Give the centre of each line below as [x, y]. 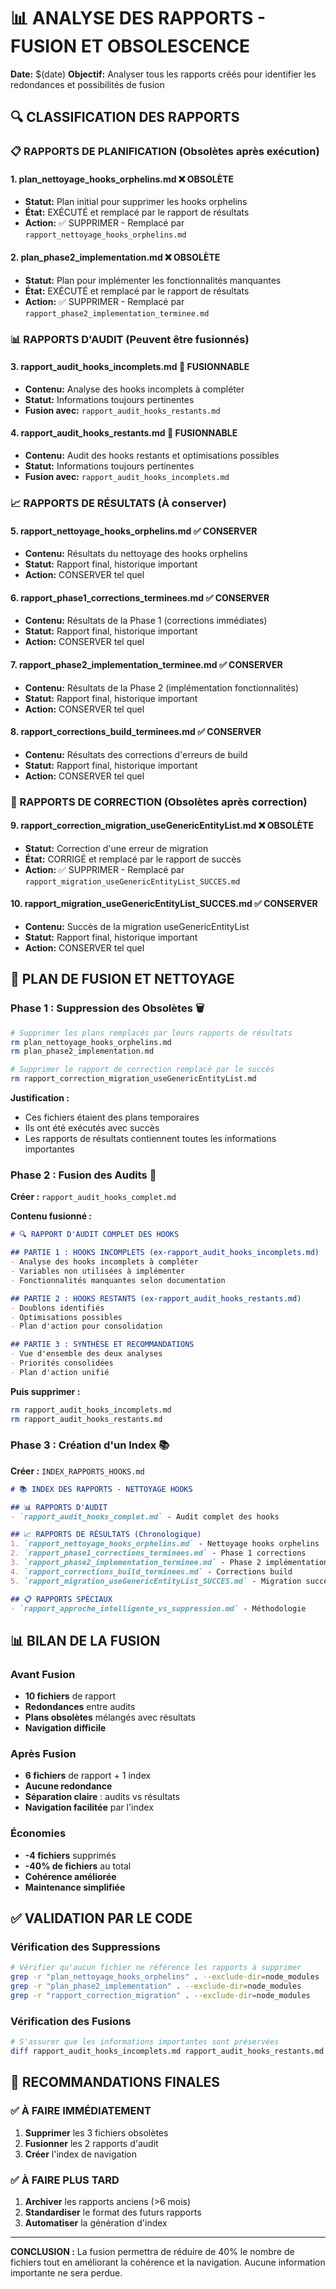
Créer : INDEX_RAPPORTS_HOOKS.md [77, 1471]
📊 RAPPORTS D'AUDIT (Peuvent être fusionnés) [130, 339]
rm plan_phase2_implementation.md [82, 1051]
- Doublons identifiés [57, 1308]
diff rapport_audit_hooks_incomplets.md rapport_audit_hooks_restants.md [167, 2051]
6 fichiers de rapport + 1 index [88, 1776]
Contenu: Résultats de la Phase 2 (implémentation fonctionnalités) [162, 687]
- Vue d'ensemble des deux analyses [86, 1354]
